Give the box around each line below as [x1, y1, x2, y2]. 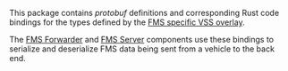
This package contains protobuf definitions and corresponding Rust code [9, 8, 280, 18]
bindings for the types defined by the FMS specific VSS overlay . [9, 17, 245, 28]
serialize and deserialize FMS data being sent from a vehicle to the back [9, 43, 275, 54]
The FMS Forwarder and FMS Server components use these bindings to [9, 35, 275, 44]
